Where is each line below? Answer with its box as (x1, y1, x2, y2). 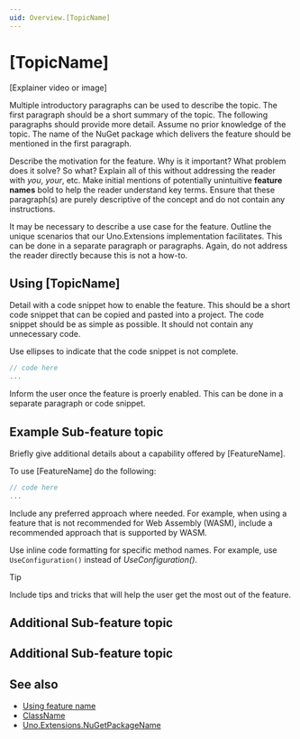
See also (9, 677, 59, 692)
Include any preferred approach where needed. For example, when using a (9, 508, 287, 519)
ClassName (22, 710, 66, 721)
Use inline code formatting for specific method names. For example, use (9, 544, 277, 556)
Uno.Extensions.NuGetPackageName (22, 720, 161, 731)
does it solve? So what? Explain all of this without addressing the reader (9, 164, 277, 176)
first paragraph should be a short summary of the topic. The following (9, 109, 268, 120)
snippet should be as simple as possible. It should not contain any (9, 319, 254, 330)
